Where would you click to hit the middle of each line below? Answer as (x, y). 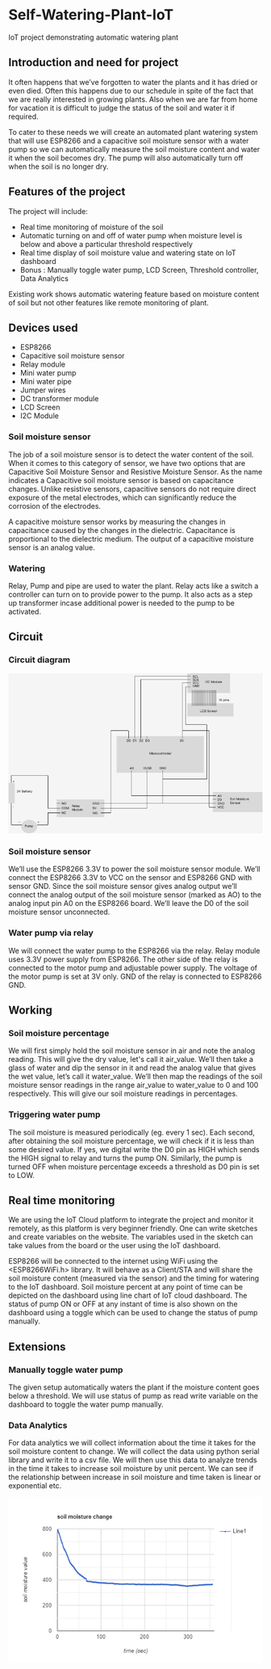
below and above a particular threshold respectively (106, 244)
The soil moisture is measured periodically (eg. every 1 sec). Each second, (132, 1132)
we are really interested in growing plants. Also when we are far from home (133, 99)
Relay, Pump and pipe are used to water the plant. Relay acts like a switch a (133, 585)
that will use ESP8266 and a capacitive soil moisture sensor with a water (129, 140)
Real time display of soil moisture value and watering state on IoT (128, 253)
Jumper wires (43, 390)
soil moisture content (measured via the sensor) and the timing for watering (134, 1278)
